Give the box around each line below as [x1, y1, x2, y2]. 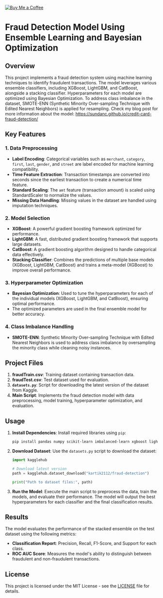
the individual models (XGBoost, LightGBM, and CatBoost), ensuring [12, 295, 148, 302]
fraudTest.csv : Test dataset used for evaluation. [12, 377, 109, 383]
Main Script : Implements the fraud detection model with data [12, 392, 134, 398]
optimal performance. [12, 301, 56, 307]
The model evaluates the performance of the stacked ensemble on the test [5, 526, 155, 532]
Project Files [5, 359, 44, 367]
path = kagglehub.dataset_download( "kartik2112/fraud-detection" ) [12, 471, 149, 476]
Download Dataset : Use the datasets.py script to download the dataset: [12, 448, 157, 454]
